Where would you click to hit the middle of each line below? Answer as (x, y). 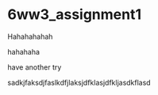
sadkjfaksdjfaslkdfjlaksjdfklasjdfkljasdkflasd (79, 82)
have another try (35, 67)
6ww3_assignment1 (75, 15)
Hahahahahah (30, 36)
